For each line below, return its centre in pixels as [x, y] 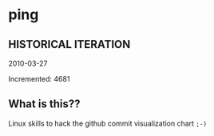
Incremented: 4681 [39, 79]
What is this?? [44, 104]
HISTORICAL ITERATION [69, 44]
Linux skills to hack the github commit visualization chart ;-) [108, 123]
